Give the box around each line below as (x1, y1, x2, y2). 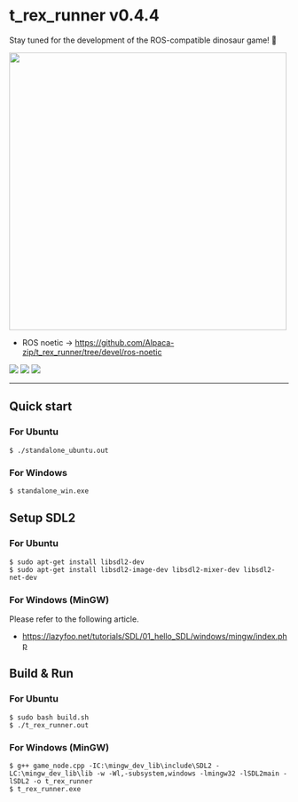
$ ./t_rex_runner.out (9, 720, 90, 729)
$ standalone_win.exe (9, 486, 90, 496)
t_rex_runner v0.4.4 (9, 5, 160, 26)
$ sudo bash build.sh (9, 712, 90, 722)
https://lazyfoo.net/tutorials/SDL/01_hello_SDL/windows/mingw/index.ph (21, 631, 288, 641)
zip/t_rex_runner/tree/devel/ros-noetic (21, 346, 162, 357)
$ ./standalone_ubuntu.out (9, 446, 109, 455)
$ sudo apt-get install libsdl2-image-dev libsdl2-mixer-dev (9, 565, 240, 574)
